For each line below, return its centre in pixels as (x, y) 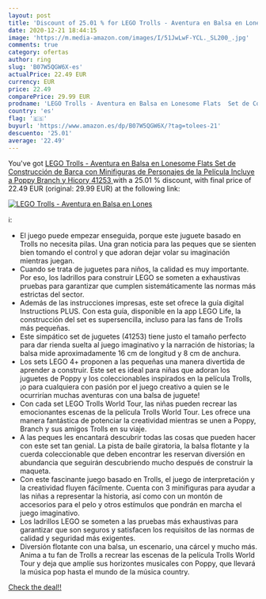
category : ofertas (38, 52)
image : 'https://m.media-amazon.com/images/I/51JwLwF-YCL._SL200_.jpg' (129, 38)
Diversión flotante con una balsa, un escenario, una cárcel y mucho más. (138, 546)
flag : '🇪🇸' (28, 119)
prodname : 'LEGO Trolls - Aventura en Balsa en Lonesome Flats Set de (129, 104)
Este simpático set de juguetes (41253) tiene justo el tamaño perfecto (133, 336)
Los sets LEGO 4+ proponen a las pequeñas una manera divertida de (132, 362)
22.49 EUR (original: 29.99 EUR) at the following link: (94, 188)
